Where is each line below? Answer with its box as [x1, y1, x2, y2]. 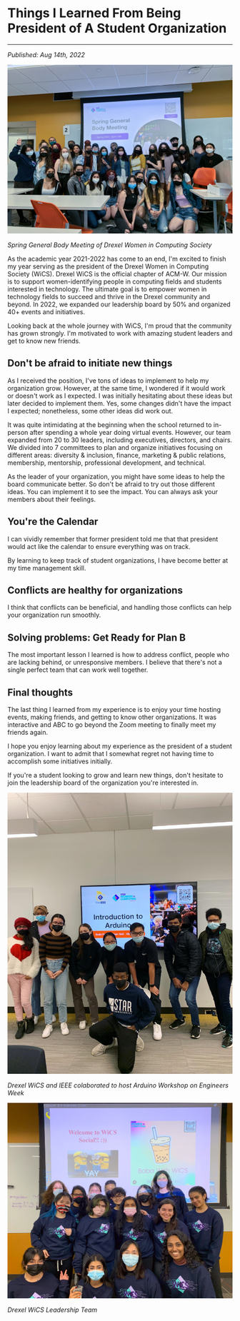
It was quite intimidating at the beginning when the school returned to [7, 420, 212, 429]
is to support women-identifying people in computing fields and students [7, 277, 222, 286]
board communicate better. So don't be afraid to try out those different [7, 480, 216, 488]
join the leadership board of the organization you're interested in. [7, 778, 199, 787]
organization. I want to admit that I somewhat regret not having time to [7, 750, 214, 758]
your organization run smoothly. [7, 611, 101, 619]
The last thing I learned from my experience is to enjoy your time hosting [7, 705, 221, 713]
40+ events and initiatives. [7, 307, 86, 316]
